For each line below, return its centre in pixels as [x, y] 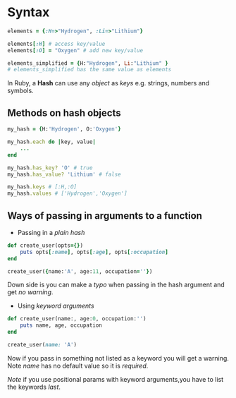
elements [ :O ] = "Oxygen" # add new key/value [75, 50]
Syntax [29, 12]
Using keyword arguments [56, 306]
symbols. [20, 91]
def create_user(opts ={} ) [45, 245]
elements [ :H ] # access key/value [56, 44]
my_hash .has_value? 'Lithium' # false [64, 174]
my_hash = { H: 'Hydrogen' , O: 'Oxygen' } [64, 129]
